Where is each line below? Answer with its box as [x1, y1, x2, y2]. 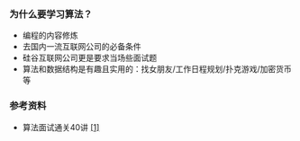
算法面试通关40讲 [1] [22, 121, 100, 132]
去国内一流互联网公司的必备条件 [22, 41, 141, 52]
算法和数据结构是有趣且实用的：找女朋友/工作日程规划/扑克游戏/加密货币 [22, 64, 292, 75]
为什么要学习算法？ [9, 7, 93, 20]
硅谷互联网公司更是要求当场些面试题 [22, 52, 158, 64]
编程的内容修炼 [22, 30, 78, 41]
